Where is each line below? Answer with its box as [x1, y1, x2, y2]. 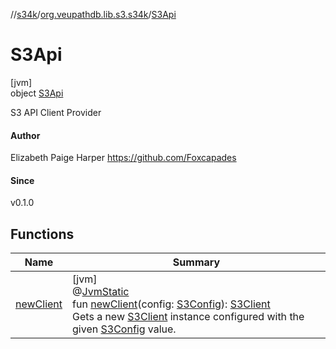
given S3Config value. [72, 322, 177, 336]
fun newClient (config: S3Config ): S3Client [72, 297, 271, 311]
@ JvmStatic [72, 285, 130, 299]
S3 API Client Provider [10, 106, 102, 118]
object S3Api [10, 87, 64, 99]
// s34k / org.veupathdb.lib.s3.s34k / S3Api [10, 9, 177, 20]
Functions [10, 225, 75, 243]
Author [10, 129, 41, 141]
